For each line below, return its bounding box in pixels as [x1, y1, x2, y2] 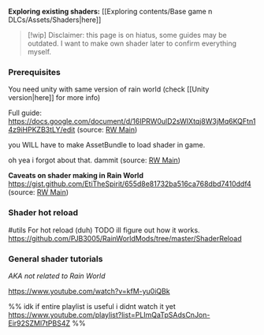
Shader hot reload [8, 207, 79, 218]
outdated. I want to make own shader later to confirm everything [27, 39, 237, 48]
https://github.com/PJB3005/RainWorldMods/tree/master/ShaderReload [8, 233, 242, 243]
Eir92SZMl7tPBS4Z [8, 318, 71, 328]
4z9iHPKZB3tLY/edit [8, 125, 76, 135]
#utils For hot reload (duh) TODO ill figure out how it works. [8, 225, 200, 235]
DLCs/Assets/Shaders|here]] [8, 15, 102, 24]
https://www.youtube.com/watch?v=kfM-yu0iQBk [8, 286, 171, 296]
